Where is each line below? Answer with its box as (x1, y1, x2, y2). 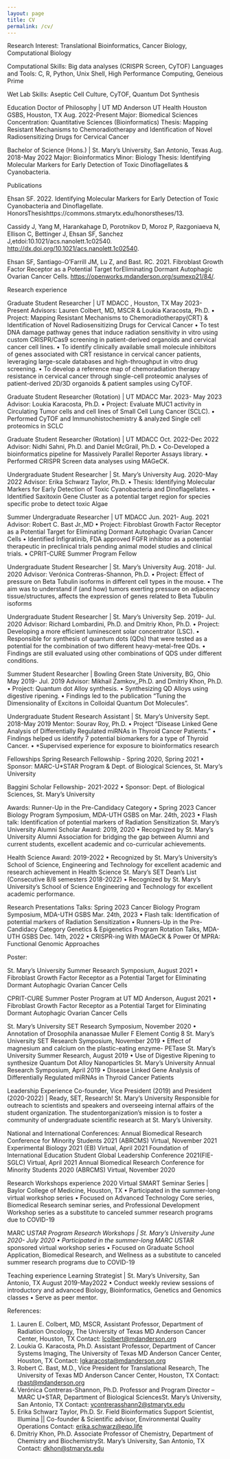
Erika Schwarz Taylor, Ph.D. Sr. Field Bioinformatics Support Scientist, (16, 1407, 214, 1416)
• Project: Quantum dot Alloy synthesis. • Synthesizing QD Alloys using (7, 685, 209, 693)
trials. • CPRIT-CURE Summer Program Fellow (7, 549, 137, 558)
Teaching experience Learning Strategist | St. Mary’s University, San (7, 1271, 200, 1280)
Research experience (7, 286, 67, 294)
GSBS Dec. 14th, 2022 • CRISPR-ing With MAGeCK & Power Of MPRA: (21, 932, 221, 941)
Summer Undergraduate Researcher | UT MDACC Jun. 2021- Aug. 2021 (7, 513, 209, 521)
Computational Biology (7, 49, 72, 57)
